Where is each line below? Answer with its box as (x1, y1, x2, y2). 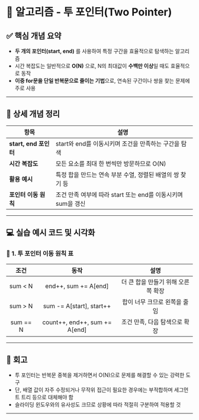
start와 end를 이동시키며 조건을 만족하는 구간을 (55, 140, 180, 148)
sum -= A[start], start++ (43, 302, 111, 310)
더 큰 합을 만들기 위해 (121, 277, 177, 286)
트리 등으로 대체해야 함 (21, 394, 74, 401)
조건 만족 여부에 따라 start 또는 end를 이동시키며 (55, 190, 183, 199)
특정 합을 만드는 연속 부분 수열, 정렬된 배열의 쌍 (55, 170, 179, 179)
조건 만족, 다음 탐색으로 (121, 318, 182, 326)
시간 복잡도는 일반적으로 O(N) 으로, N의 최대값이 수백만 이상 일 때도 (14, 63, 170, 69)
